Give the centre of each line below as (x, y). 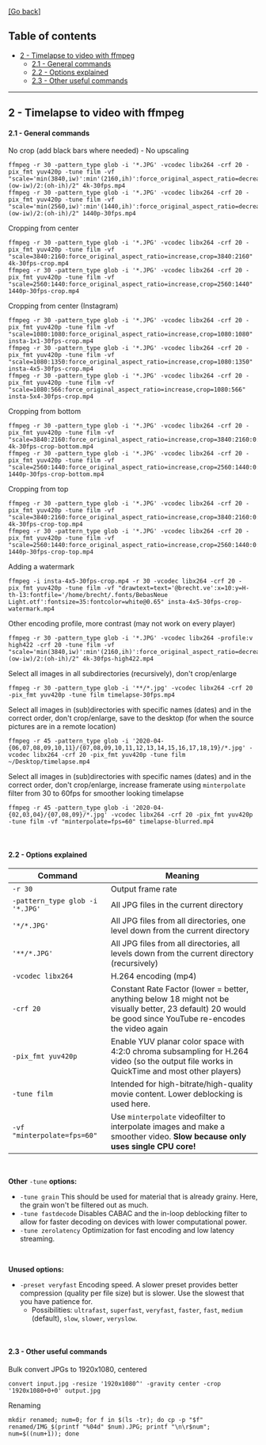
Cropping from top (38, 489)
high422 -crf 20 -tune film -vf (61, 645)
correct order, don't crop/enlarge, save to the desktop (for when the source (131, 718)
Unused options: (36, 1269)
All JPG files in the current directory (177, 904)
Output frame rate (144, 888)
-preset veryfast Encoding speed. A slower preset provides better (129, 1284)
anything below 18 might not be (170, 998)
